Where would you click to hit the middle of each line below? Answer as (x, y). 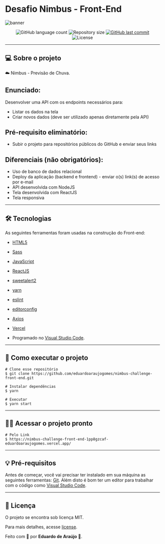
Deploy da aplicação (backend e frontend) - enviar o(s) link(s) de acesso (86, 177)
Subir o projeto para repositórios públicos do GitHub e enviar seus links (84, 144)
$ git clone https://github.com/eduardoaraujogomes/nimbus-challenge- (79, 374)
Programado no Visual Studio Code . (48, 338)
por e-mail (23, 182)
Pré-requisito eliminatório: (46, 132)
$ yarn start (18, 404)
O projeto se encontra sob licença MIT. (44, 517)
